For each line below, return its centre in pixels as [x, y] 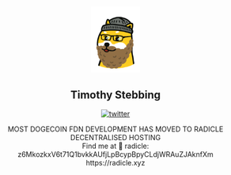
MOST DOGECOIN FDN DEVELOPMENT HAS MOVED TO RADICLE [116, 129]
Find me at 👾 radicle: [116, 146]
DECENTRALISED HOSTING [116, 138]
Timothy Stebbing [116, 95]
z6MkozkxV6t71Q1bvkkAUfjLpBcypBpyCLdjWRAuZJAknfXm [116, 154]
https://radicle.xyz [116, 163]
